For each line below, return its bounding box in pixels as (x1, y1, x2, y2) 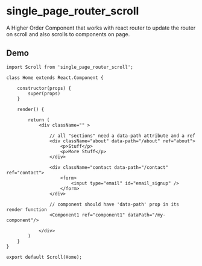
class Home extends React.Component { (6, 74, 104, 81)
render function (6, 206, 47, 212)
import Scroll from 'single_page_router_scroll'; (6, 64, 134, 70)
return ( (28, 116, 50, 123)
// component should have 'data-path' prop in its (49, 201, 180, 207)
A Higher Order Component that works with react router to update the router (6, 24, 196, 31)
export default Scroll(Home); (6, 254, 83, 260)
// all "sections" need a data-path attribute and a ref (49, 133, 196, 139)
